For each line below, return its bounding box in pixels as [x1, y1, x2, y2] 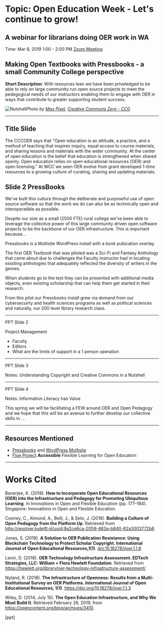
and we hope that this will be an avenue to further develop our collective [5, 410, 150, 416]
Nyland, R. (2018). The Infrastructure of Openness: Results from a [5, 575, 141, 581]
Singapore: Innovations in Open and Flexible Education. [5, 506, 116, 512]
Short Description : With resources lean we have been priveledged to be [5, 81, 150, 86]
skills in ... [5, 416, 25, 421]
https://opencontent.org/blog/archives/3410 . [5, 605, 95, 611]
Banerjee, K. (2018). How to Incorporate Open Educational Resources [5, 490, 147, 496]
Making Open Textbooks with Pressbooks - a [5, 60, 144, 69]
